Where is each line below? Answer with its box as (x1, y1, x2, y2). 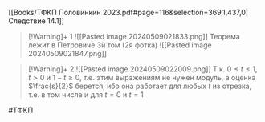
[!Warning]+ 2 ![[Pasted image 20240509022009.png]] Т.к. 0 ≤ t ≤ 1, (27, 64, 258, 74)
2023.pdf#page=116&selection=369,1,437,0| (102, 8, 249, 17)
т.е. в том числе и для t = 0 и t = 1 (27, 90, 145, 100)
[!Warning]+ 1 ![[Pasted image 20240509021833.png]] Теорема (27, 32, 241, 41)
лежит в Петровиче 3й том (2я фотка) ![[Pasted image (27, 40, 212, 50)
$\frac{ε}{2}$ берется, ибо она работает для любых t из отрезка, (27, 81, 252, 91)
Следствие (8, 16, 46, 26)
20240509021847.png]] (27, 49, 107, 58)
